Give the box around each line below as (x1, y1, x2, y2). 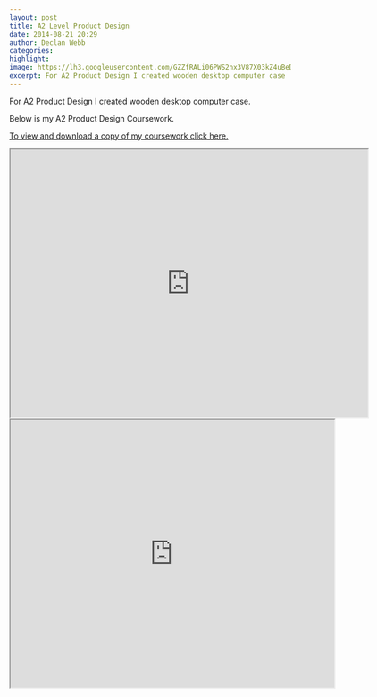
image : (9, 63, 34, 72)
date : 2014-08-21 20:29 (9, 29, 98, 38)
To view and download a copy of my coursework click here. (9, 130, 229, 141)
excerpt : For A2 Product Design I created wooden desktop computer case (9, 71, 286, 80)
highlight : (9, 55, 50, 63)
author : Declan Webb (9, 38, 87, 47)
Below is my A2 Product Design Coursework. (9, 113, 174, 123)
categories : (9, 46, 54, 55)
